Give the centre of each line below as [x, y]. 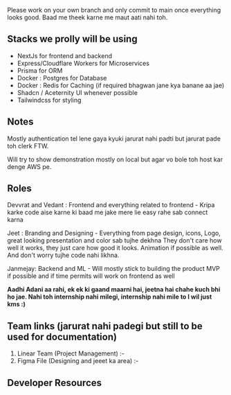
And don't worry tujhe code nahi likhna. [63, 255]
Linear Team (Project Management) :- [71, 353]
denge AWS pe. [29, 166]
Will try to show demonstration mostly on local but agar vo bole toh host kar [115, 159]
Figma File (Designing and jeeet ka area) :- [78, 361]
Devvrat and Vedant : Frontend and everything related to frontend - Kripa [111, 205]
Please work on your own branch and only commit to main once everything [114, 10]
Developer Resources [55, 383]
